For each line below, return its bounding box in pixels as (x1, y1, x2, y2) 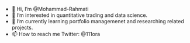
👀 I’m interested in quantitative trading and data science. (11, 12, 148, 19)
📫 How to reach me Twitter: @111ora (11, 31, 101, 37)
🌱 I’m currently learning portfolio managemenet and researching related (11, 18, 184, 24)
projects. (11, 24, 33, 31)
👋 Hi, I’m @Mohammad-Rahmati (11, 6, 89, 12)
